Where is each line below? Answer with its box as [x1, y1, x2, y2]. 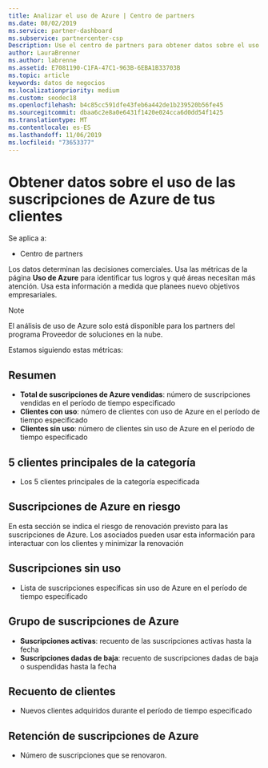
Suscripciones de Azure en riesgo [8, 500, 182, 514]
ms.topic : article [8, 71, 70, 79]
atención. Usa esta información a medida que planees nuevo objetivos [8, 281, 240, 291]
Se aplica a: [8, 233, 47, 243]
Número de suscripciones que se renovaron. [19, 750, 167, 760]
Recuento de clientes [8, 685, 116, 698]
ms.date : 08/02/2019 [8, 19, 78, 27]
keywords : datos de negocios [8, 79, 106, 87]
